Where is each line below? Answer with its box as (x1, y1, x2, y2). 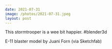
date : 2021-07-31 (5, 7, 40, 12)
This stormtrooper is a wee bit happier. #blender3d (5, 29, 107, 35)
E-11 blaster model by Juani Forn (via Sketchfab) (5, 38, 102, 44)
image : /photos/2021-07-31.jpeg (5, 12, 71, 16)
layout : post (5, 16, 32, 21)
